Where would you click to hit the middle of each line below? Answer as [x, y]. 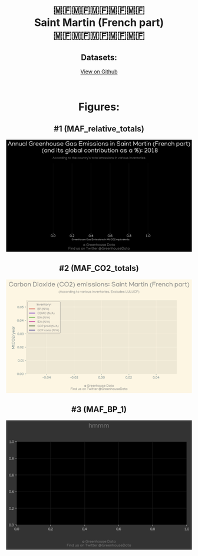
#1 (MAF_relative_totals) [99, 129]
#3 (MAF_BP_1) [99, 410]
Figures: [99, 107]
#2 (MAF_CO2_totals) [99, 268]
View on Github [99, 72]
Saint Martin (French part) [99, 23]
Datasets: [99, 57]
